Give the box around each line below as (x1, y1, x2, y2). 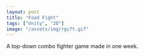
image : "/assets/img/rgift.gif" (6, 26, 89, 32)
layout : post (6, 9, 40, 15)
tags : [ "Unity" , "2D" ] (6, 20, 64, 26)
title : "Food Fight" (6, 15, 59, 21)
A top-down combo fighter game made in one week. (6, 43, 138, 50)
